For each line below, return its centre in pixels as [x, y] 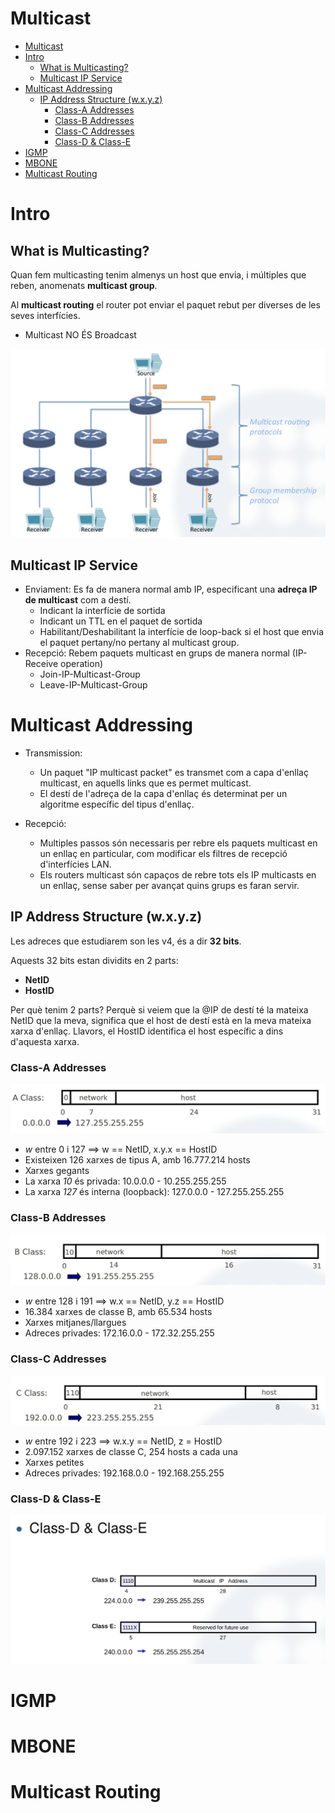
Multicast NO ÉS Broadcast [80, 334]
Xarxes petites [54, 1462]
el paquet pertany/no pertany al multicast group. [139, 642]
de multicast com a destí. [78, 599]
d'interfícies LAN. [75, 864]
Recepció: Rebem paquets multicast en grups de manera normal [157, 653]
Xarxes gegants [57, 1170]
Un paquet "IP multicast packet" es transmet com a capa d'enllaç [174, 772]
